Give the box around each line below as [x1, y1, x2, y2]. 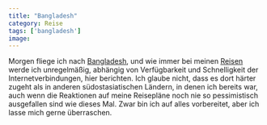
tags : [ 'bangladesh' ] [8, 27, 82, 35]
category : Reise [8, 19, 63, 27]
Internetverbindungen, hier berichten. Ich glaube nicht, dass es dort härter [8, 73, 256, 83]
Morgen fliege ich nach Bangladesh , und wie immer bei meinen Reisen [8, 56, 244, 66]
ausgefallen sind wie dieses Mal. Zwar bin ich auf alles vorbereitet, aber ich [8, 99, 260, 109]
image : [8, 34, 31, 43]
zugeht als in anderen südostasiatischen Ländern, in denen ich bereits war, [8, 82, 259, 92]
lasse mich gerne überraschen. [8, 108, 112, 118]
